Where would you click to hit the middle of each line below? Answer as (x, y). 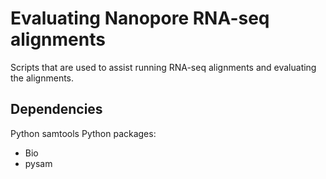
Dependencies (56, 109)
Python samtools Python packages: (83, 133)
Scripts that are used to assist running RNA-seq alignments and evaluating (163, 67)
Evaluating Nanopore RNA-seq (140, 18)
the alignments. (42, 78)
